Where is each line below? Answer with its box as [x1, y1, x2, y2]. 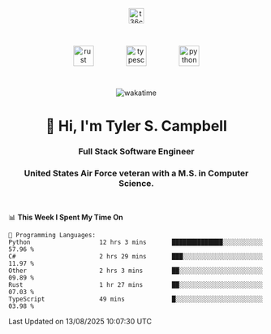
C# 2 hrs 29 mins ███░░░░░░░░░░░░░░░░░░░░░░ [8, 252, 264, 260]
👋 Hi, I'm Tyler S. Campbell [45, 116, 227, 135]
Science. [118, 177, 154, 189]
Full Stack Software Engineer [78, 145, 195, 157]
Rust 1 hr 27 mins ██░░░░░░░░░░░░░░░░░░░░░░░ [8, 280, 264, 288]
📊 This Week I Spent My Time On [8, 212, 123, 222]
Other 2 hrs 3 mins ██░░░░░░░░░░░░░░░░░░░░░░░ [8, 267, 264, 275]
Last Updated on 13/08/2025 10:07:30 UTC [8, 316, 153, 326]
